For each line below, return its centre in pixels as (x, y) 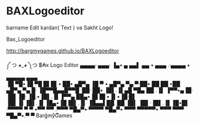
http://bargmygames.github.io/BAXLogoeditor (63, 51)
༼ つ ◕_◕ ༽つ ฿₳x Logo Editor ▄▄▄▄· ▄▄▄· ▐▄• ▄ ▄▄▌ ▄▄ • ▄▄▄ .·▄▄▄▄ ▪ (98, 65)
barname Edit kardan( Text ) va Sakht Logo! (60, 28)
